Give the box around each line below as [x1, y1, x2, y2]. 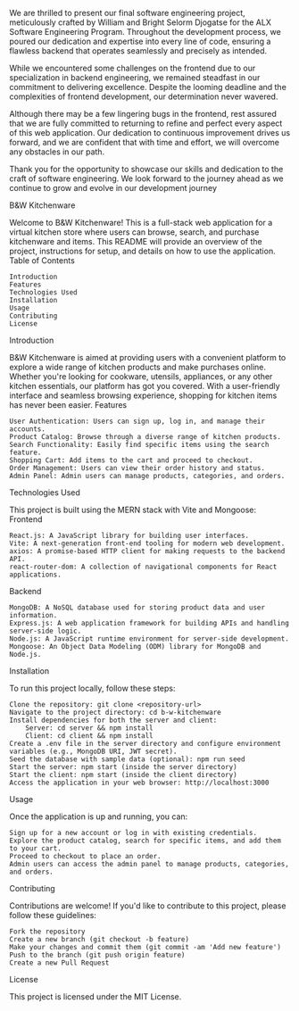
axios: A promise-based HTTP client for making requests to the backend [9, 547, 286, 556]
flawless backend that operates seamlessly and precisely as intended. [9, 46, 268, 56]
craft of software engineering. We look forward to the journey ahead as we [9, 173, 284, 184]
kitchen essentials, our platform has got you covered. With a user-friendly [9, 381, 280, 391]
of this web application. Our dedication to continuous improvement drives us [9, 128, 291, 137]
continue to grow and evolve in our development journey [9, 183, 217, 193]
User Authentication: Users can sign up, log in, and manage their [9, 417, 266, 426]
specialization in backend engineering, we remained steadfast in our [9, 72, 261, 83]
